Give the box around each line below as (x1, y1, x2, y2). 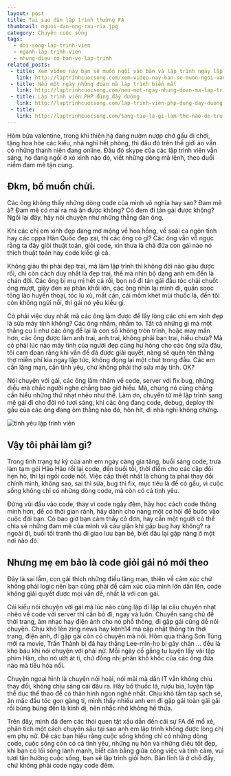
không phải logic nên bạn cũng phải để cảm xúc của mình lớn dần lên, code (7, 583, 221, 591)
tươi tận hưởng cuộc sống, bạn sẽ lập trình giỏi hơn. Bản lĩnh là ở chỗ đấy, (7, 754, 215, 762)
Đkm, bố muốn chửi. (7, 180, 96, 193)
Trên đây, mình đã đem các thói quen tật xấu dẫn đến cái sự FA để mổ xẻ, (7, 717, 215, 726)
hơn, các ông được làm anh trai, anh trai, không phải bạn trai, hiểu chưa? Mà (7, 334, 223, 342)
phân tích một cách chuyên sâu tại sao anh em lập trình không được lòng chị (7, 724, 223, 733)
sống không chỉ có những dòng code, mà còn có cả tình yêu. (7, 487, 179, 495)
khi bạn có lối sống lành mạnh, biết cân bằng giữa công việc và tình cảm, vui (7, 746, 224, 755)
